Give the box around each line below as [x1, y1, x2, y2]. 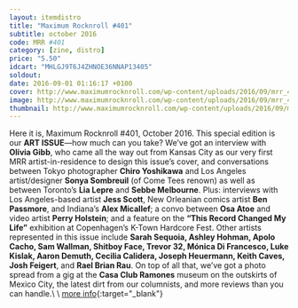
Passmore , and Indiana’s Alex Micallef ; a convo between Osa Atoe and [9, 203, 271, 214]
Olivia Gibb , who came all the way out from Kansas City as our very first [9, 147, 273, 158]
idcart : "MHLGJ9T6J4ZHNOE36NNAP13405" [9, 63, 153, 72]
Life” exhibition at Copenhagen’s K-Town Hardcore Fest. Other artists [9, 223, 262, 233]
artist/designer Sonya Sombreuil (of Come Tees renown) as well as [9, 175, 255, 186]
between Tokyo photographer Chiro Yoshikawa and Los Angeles [9, 166, 247, 177]
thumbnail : [9, 104, 50, 113]
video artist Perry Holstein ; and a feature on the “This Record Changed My [9, 213, 286, 224]
